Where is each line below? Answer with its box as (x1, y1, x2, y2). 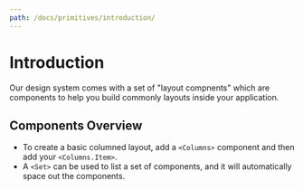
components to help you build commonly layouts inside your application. (9, 91, 279, 102)
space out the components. (22, 171, 126, 182)
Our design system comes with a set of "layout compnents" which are (9, 82, 270, 93)
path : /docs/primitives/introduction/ (9, 13, 156, 23)
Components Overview (9, 118, 143, 133)
